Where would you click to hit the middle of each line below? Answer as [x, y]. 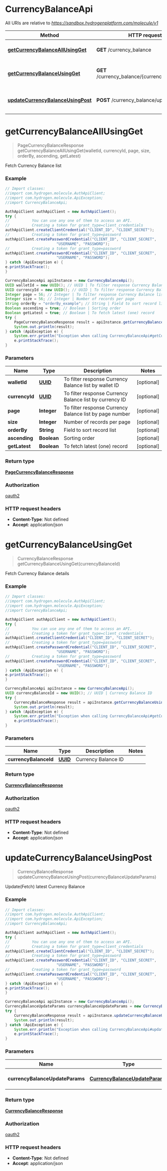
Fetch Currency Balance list [33, 166]
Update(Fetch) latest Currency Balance [45, 887]
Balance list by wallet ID [91, 385]
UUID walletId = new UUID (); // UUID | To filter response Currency [78, 285]
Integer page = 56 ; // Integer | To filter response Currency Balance [80, 294]
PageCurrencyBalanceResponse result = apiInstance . [69, 322]
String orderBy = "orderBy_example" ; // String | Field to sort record [81, 304]
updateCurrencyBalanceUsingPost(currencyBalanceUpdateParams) [87, 877]
